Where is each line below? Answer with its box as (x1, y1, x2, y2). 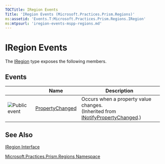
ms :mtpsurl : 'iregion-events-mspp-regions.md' (5, 21, 102, 26)
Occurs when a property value (81, 96, 152, 102)
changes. (81, 102, 103, 108)
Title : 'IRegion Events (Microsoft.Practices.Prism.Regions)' (5, 12, 135, 17)
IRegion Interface (5, 144, 40, 150)
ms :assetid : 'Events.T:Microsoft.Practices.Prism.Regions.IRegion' (5, 16, 146, 21)
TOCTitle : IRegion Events (5, 7, 58, 12)
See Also (5, 131, 33, 139)
